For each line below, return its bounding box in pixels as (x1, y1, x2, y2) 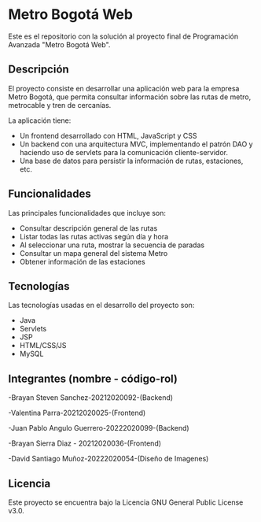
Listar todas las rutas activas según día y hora (19, 231, 169, 241)
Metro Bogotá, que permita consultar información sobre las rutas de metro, (8, 92, 252, 102)
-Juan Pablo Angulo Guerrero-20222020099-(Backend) (8, 424, 190, 433)
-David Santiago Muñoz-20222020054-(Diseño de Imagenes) (8, 454, 209, 464)
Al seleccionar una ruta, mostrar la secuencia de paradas (19, 240, 205, 250)
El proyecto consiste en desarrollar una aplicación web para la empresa (8, 83, 240, 93)
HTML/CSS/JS (19, 341, 67, 350)
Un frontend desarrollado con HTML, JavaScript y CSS (19, 131, 197, 140)
